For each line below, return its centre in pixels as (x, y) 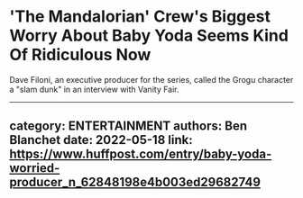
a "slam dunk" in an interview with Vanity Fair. (94, 89)
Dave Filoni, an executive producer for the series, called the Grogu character (151, 79)
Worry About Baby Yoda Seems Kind (149, 36)
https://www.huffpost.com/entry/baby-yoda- (141, 154)
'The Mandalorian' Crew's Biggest (140, 17)
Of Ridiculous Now (80, 55)
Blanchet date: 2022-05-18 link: (101, 140)
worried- (35, 168)
